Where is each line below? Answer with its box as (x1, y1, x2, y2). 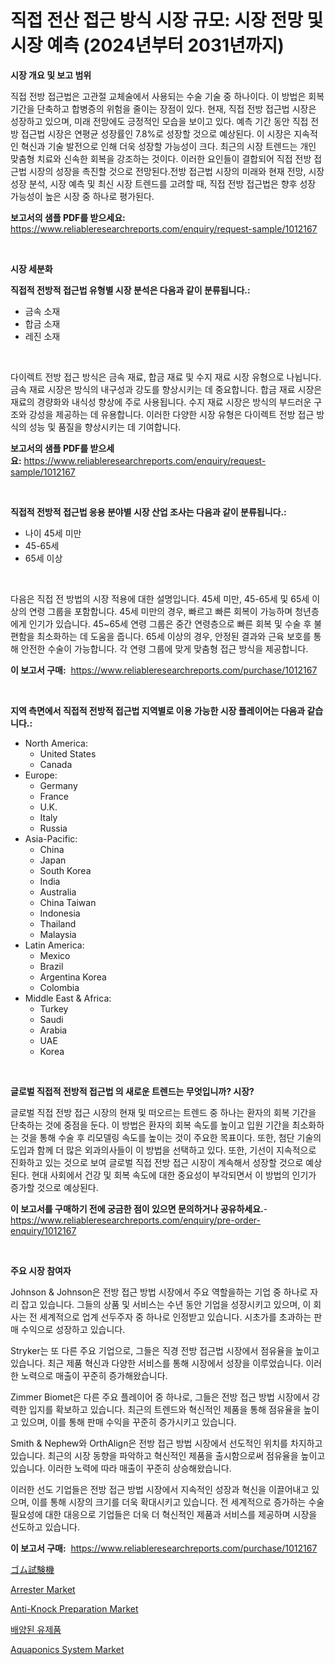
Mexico (39, 949, 71, 961)
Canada (39, 758, 73, 770)
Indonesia (39, 907, 81, 919)
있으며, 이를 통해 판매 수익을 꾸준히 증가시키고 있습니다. (20, 1416, 237, 1428)
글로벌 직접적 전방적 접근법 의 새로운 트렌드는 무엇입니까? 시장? (10, 1085, 255, 1097)
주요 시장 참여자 (10, 1264, 72, 1276)
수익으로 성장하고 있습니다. (20, 1323, 126, 1335)
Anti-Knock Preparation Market (10, 1602, 139, 1615)
